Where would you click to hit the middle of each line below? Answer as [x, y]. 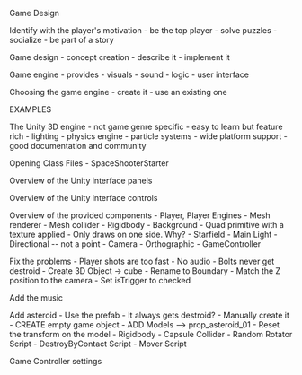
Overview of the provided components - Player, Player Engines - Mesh [140, 215]
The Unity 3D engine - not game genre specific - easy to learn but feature [146, 126]
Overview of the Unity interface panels [81, 180]
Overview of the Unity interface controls [84, 198]
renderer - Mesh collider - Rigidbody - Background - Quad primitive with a [147, 225]
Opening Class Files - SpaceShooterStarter [89, 163]
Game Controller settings [56, 361]
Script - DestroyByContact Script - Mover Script [98, 344]
